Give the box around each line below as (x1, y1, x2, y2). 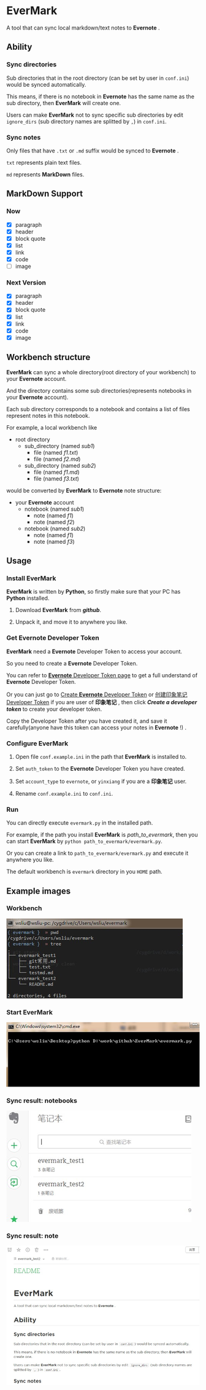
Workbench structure (6, 352, 91, 363)
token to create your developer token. (6, 705, 102, 713)
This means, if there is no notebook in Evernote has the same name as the (6, 93, 195, 100)
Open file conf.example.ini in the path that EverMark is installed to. (15, 753, 187, 760)
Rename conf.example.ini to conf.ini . (15, 790, 113, 797)
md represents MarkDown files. (6, 170, 85, 178)
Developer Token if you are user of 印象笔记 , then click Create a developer (6, 698, 197, 705)
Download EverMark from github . (15, 607, 102, 614)
